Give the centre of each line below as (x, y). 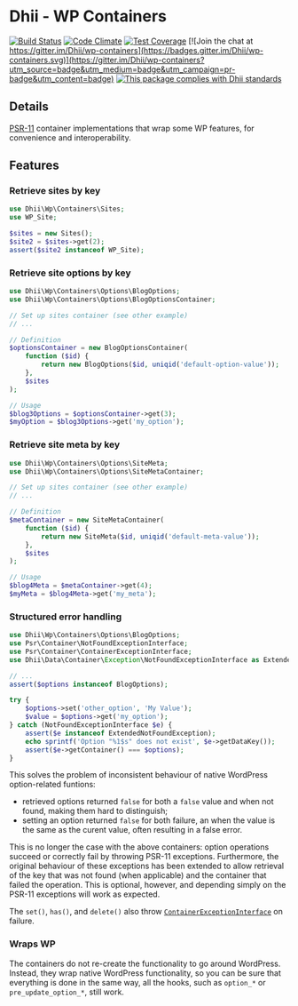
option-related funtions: (52, 785)
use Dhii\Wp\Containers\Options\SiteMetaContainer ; (106, 471)
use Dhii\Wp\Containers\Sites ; (67, 209)
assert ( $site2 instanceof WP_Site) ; (77, 250)
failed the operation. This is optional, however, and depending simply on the (148, 885)
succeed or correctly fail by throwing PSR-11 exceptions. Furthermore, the (144, 857)
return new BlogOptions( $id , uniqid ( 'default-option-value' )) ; (160, 365)
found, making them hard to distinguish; (95, 811)
